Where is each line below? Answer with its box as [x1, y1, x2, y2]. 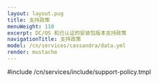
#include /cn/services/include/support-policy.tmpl [7, 67, 152, 76]
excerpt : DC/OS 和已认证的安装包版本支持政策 [7, 29, 127, 37]
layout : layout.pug [7, 10, 64, 17]
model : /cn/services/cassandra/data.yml [7, 42, 127, 49]
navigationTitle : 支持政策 [7, 36, 81, 43]
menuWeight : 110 [7, 23, 54, 30]
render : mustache [7, 49, 58, 56]
